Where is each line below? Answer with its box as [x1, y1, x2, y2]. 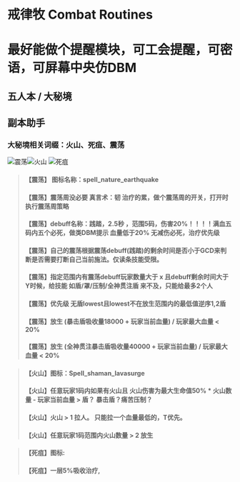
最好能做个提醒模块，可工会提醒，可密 [7, 42, 234, 58]
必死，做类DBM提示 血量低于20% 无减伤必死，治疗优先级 [49, 229, 220, 237]
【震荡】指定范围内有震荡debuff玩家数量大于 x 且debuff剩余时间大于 [24, 273, 229, 281]
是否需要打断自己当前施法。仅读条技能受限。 [31, 255, 163, 263]
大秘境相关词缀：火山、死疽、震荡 [7, 140, 125, 150]
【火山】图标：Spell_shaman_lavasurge [24, 368, 145, 377]
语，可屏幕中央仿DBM [7, 60, 137, 76]
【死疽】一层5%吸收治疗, [24, 466, 101, 475]
